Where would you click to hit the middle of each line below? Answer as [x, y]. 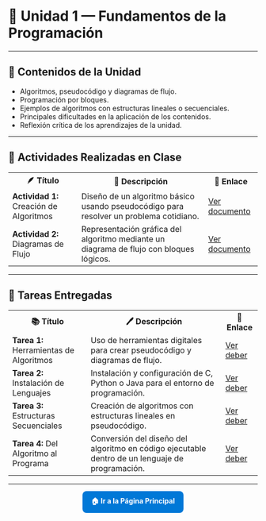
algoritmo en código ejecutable [148, 449]
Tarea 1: [28, 341]
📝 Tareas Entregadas [60, 295]
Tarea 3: [28, 406]
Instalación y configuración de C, [152, 373]
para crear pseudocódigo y [141, 350]
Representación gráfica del [131, 229]
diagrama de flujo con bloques [138, 249]
